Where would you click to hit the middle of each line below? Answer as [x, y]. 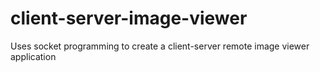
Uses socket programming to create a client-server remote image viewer [160, 46]
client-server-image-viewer [129, 18]
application [33, 56]
